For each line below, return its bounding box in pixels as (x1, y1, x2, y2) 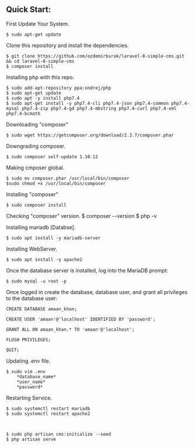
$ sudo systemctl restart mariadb (6, 405, 91, 412)
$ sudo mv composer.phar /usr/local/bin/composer (6, 175, 130, 181)
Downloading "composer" (6, 121, 69, 128)
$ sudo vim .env (6, 368, 46, 374)
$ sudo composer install (6, 202, 67, 208)
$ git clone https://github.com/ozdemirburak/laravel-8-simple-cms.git (6, 53, 184, 59)
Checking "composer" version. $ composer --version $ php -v (6, 212, 157, 219)
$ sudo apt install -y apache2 (6, 257, 83, 262)
